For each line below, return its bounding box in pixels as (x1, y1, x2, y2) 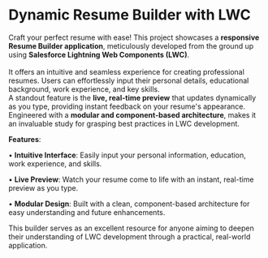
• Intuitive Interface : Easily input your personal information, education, (8, 150, 246, 160)
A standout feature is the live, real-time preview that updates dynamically (8, 92, 257, 102)
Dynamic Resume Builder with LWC (8, 6, 251, 24)
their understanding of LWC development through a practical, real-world (8, 231, 251, 241)
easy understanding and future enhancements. (8, 207, 166, 217)
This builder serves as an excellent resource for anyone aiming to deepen (8, 223, 254, 233)
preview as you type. (8, 183, 79, 192)
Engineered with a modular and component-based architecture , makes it (8, 110, 257, 119)
